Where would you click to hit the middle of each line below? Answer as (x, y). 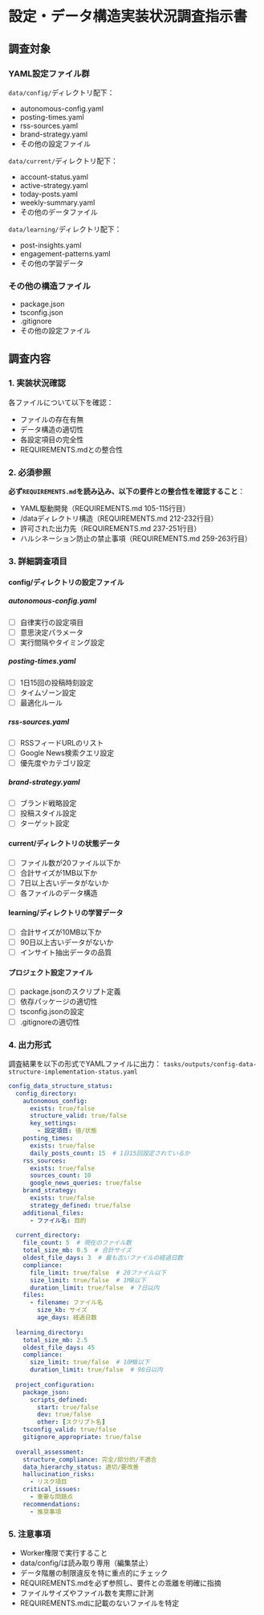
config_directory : (47, 1094)
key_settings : (53, 1123)
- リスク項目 (48, 1482)
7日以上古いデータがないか (64, 883)
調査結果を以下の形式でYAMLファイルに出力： (85, 1063)
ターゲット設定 (45, 824)
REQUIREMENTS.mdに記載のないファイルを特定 (100, 1603)
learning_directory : (50, 1332)
